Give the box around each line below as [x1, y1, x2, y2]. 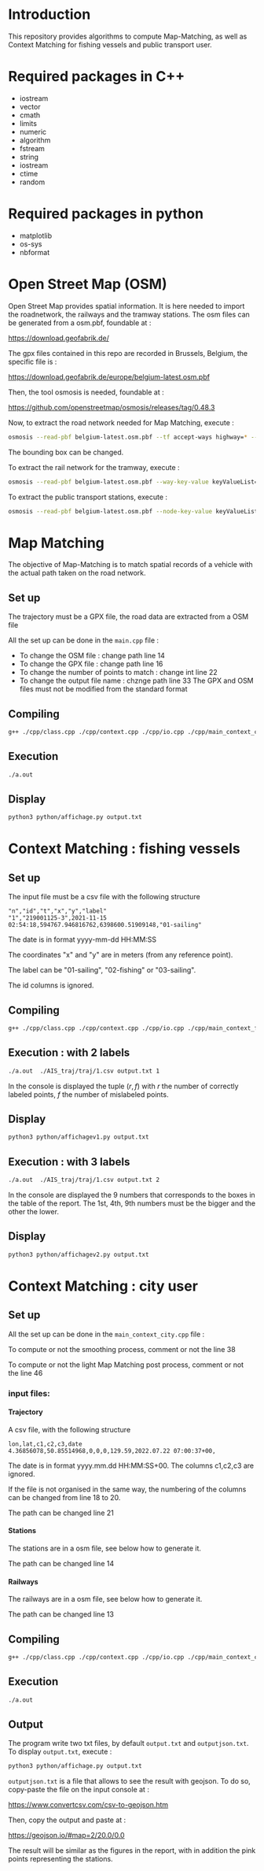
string [19, 152, 39, 161]
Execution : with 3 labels [8, 1155, 130, 1169]
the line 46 [8, 1368, 43, 1377]
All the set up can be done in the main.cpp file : [8, 635, 159, 645]
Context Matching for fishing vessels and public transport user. [8, 39, 212, 49]
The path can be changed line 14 [8, 1558, 115, 1568]
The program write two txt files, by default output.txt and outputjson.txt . [8, 1739, 249, 1748]
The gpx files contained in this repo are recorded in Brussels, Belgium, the [8, 348, 248, 358]
